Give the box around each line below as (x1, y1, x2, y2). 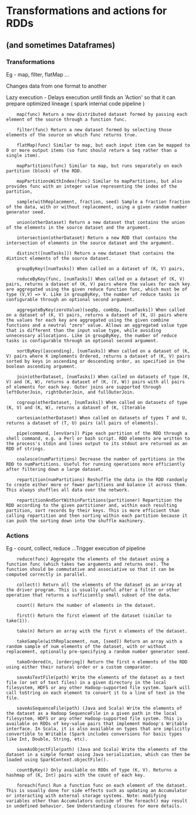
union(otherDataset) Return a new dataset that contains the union (16, 219, 185, 225)
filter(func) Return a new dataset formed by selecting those (16, 126, 172, 133)
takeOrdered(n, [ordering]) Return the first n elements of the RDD (16, 659, 188, 665)
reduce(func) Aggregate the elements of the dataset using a (16, 556, 169, 562)
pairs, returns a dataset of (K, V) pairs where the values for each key (6, 281, 191, 287)
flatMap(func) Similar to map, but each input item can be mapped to (16, 142, 191, 148)
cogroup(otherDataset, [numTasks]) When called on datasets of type (16, 399, 188, 405)
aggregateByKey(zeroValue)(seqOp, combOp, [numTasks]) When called (16, 307, 185, 313)
